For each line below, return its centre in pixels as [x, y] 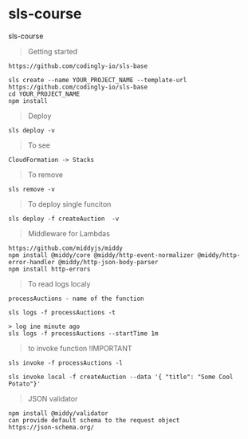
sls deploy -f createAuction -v [64, 219]
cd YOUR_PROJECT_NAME [44, 94]
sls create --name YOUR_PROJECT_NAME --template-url [98, 80]
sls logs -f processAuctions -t [62, 312]
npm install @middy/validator [59, 413]
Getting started [53, 51]
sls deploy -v [32, 130]
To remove [45, 174]
